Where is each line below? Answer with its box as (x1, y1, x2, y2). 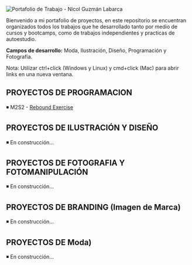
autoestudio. (6, 36, 36, 42)
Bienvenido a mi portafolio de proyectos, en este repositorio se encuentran (6, 17, 187, 23)
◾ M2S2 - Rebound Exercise (6, 103, 74, 111)
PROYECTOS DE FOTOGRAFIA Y (6, 158, 125, 168)
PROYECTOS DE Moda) (6, 237, 92, 247)
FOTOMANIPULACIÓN (6, 167, 88, 177)
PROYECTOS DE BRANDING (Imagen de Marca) (6, 202, 181, 212)
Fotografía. (6, 53, 33, 60)
